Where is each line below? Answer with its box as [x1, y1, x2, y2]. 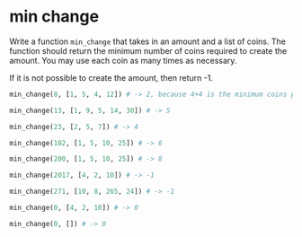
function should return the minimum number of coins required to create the [9, 45, 288, 56]
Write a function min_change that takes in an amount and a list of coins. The [9, 36, 286, 47]
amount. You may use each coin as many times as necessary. [9, 55, 237, 66]
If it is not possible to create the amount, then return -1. [9, 72, 214, 83]
